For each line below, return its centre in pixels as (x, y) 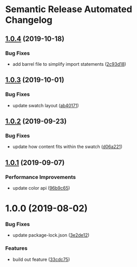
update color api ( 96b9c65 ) (41, 188)
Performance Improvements (41, 177)
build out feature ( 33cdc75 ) (41, 259)
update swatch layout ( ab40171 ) (46, 105)
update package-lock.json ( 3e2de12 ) (51, 235)
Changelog (29, 20)
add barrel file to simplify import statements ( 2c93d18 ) (69, 64)
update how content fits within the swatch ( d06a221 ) (67, 147)
